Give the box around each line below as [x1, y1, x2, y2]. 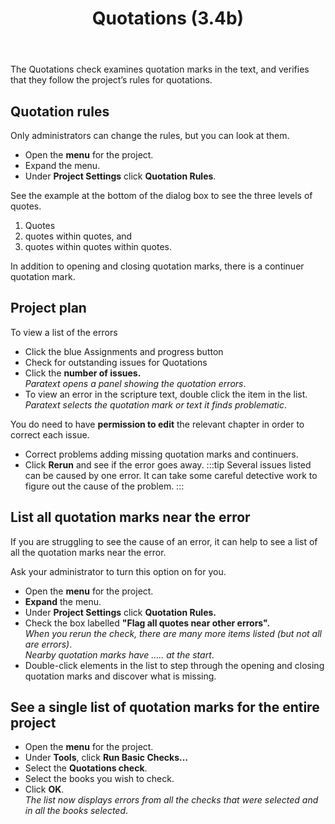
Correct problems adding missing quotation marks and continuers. [24, 448, 299, 460]
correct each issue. [10, 428, 90, 441]
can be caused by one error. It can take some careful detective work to [24, 469, 318, 481]
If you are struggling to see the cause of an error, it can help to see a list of [10, 535, 318, 547]
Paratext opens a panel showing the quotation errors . [24, 377, 247, 389]
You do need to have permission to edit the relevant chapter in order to [10, 418, 305, 430]
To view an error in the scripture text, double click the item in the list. [24, 388, 308, 400]
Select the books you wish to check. [24, 773, 175, 785]
